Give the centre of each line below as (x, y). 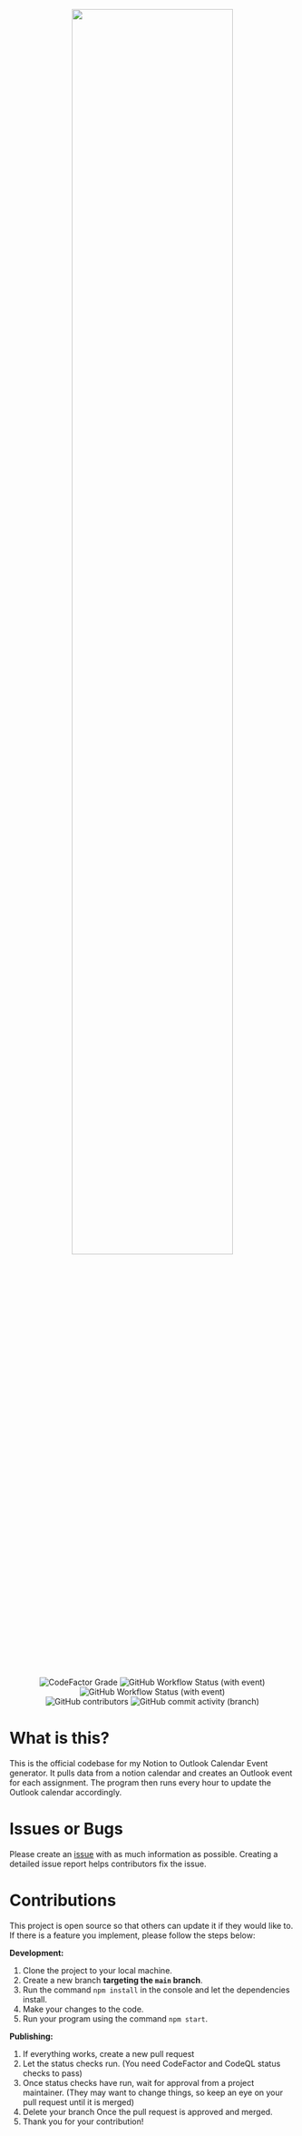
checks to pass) (53, 2073)
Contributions (63, 1900)
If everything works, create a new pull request (108, 2053)
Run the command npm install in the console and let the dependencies (156, 1990)
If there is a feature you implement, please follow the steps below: (132, 1935)
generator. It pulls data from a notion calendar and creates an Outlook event (151, 1773)
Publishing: (31, 2036)
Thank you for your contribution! (83, 2121)
